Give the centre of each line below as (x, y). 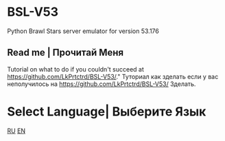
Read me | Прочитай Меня (66, 53)
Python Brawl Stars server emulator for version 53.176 (83, 31)
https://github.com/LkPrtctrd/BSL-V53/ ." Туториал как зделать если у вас (113, 76)
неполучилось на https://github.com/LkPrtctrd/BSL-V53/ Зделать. (102, 84)
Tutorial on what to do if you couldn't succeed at (75, 69)
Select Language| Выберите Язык (107, 111)
